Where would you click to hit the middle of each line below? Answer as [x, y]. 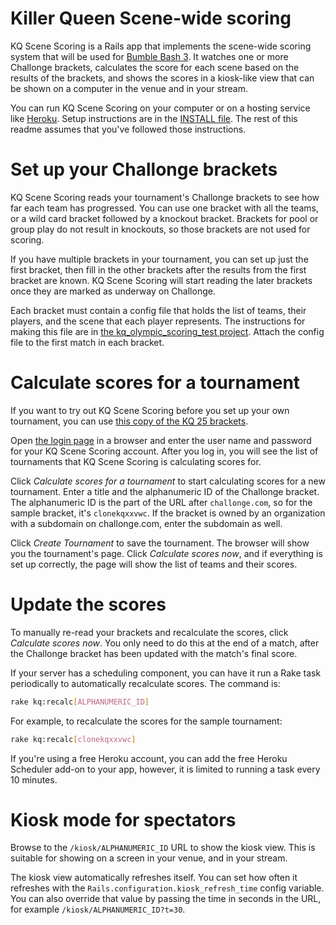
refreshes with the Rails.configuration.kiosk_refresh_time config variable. [167, 888]
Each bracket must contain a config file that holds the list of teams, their [158, 310]
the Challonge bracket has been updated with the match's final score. [154, 653]
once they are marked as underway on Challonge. [113, 291]
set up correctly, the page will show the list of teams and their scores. [154, 564]
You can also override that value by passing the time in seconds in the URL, [166, 899]
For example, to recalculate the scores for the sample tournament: [146, 721]
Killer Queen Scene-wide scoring [151, 18]
